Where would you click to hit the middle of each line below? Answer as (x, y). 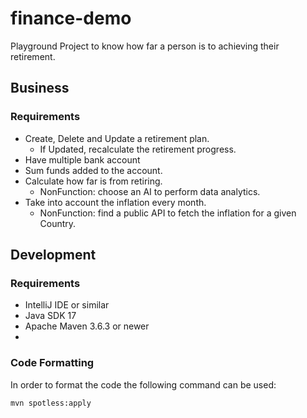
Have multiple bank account (82, 159)
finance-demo (71, 18)
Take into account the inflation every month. (115, 202)
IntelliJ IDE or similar (67, 305)
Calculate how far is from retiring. (93, 181)
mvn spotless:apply (51, 403)
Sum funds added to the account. (93, 170)
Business (40, 88)
